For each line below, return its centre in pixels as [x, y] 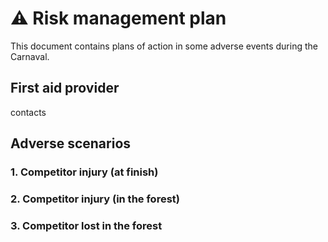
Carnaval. [30, 56]
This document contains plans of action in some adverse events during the [164, 46]
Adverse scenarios [71, 143]
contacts [28, 112]
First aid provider [65, 88]
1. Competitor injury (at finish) [84, 172]
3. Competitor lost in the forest [86, 225]
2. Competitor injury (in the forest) [95, 199]
